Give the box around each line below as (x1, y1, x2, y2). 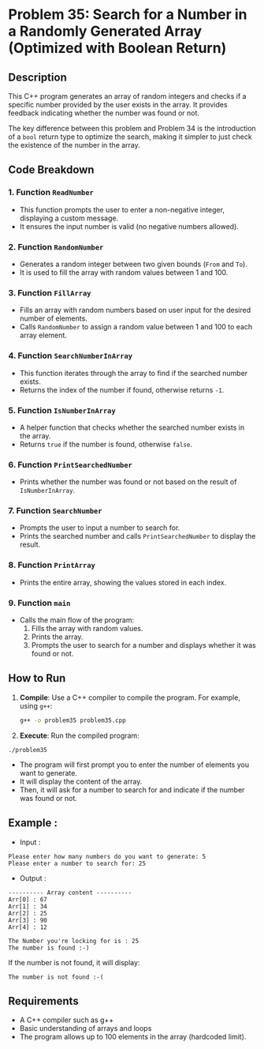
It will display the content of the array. (19, 776, 143, 786)
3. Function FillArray (8, 287, 91, 298)
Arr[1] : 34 (8, 902, 47, 910)
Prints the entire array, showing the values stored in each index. (19, 577, 227, 587)
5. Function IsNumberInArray (8, 404, 116, 415)
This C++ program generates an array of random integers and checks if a (8, 92, 247, 100)
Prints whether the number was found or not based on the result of (19, 477, 237, 487)
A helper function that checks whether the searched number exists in (19, 423, 245, 432)
